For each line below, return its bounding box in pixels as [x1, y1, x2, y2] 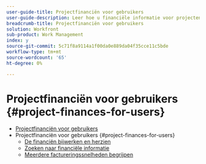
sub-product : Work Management [6, 32, 84, 38]
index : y [6, 37, 29, 43]
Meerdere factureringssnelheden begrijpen [24, 151, 134, 158]
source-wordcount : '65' [6, 54, 67, 61]
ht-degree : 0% [6, 60, 43, 66]
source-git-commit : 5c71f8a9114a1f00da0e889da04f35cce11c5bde [6, 43, 169, 50]
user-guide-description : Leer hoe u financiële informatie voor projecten [6, 15, 202, 21]
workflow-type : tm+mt [6, 49, 62, 55]
